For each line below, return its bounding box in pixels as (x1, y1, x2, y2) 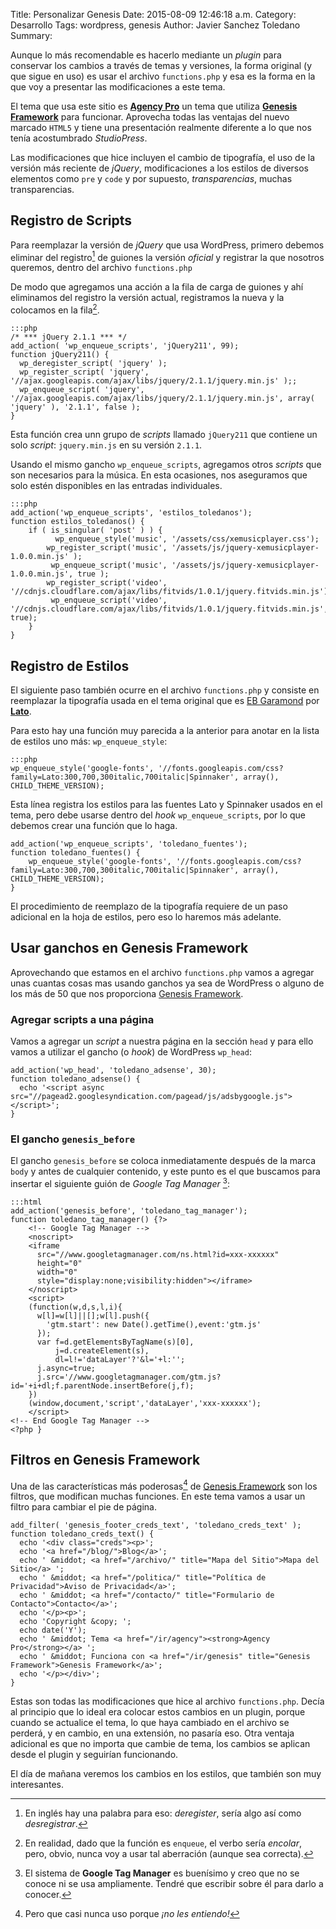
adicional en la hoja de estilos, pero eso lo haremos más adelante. (10, 910, 282, 923)
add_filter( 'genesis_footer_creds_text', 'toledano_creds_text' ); (10, 1520, 302, 1531)
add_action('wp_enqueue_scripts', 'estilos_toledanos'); (10, 508, 253, 518)
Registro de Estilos (10, 657, 130, 674)
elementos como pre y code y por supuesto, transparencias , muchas (10, 173, 293, 184)
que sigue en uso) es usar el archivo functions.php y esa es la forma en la (10, 70, 316, 82)
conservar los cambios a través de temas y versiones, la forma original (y (10, 60, 313, 71)
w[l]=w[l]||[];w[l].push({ (36, 1311, 150, 1321)
